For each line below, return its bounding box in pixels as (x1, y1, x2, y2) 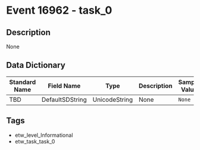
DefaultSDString (41, 95, 87, 104)
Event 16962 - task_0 (6, 4, 112, 17)
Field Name (47, 82, 81, 90)
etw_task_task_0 (14, 137, 55, 145)
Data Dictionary (6, 60, 65, 70)
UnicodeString (92, 95, 133, 104)
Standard (9, 78, 36, 86)
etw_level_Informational (14, 132, 73, 139)
